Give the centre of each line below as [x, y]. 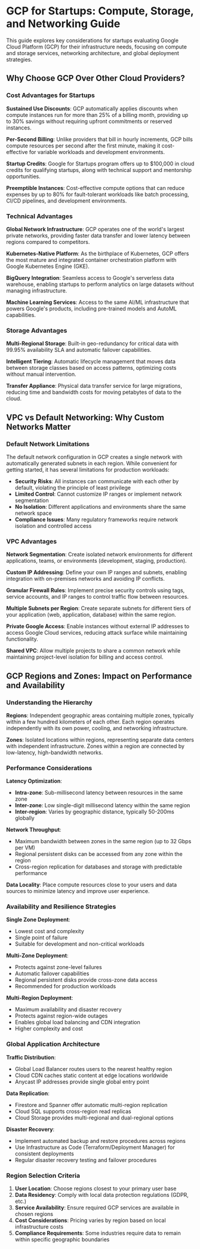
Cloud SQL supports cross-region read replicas [73, 1111]
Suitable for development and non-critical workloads [79, 944]
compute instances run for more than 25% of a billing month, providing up [97, 114]
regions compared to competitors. [48, 242]
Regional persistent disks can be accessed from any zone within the [99, 854]
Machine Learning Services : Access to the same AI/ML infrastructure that [98, 302]
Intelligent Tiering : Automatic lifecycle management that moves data [91, 361]
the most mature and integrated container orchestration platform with [91, 260]
